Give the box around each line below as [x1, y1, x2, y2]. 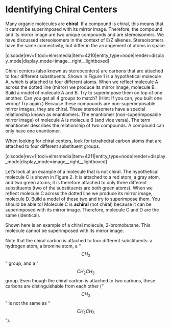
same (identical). [5, 212, 41, 218]
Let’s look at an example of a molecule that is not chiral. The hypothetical [5, 168, 159, 175]
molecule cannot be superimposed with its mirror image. [5, 227, 124, 234]
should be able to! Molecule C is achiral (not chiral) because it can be [5, 201, 152, 207]
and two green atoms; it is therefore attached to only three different [5, 179, 147, 185]
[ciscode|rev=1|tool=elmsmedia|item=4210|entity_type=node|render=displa [5, 52, 164, 59]
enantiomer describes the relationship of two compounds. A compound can [5, 122, 164, 128]
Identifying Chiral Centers [5, 4, 117, 15]
